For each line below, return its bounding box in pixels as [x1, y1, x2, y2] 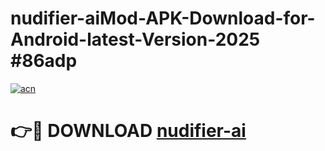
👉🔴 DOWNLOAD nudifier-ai [10, 120, 247, 142]
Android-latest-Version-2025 [10, 28, 261, 51]
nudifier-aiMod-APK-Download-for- [10, 7, 316, 30]
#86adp [10, 50, 78, 72]
